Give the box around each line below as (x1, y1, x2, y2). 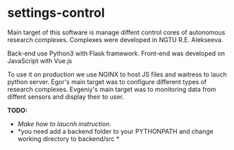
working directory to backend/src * (17, 135, 120, 143)
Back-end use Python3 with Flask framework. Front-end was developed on (7, 49, 226, 57)
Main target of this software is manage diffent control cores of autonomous (7, 28, 226, 36)
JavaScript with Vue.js (7, 56, 73, 64)
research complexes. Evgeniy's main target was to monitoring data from (7, 85, 216, 93)
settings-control (7, 5, 105, 21)
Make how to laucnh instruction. (17, 119, 111, 128)
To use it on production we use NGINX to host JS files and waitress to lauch (7, 70, 227, 79)
